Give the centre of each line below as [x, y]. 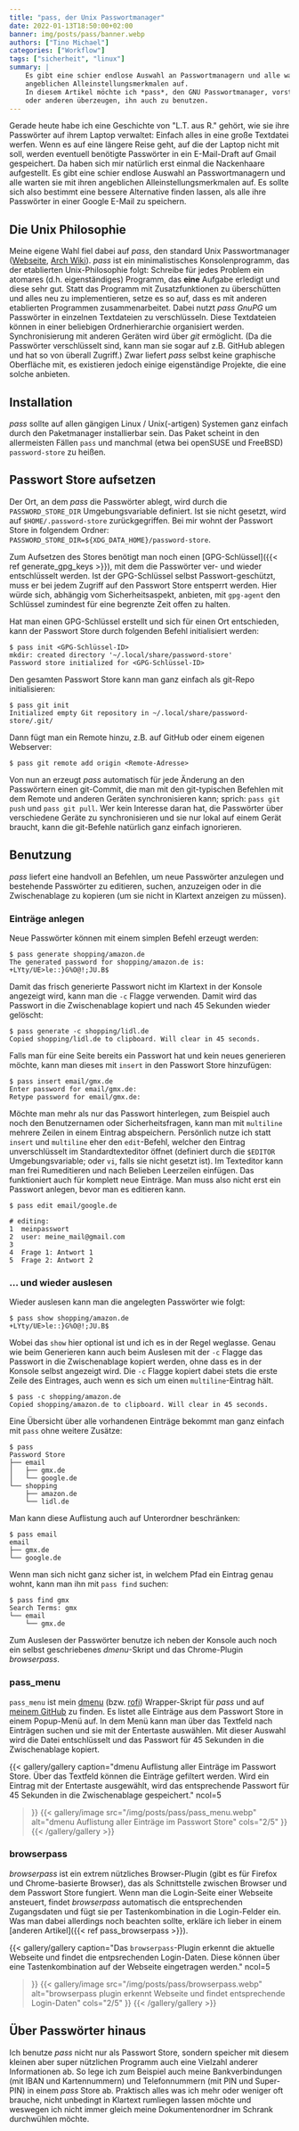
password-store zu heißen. [58, 452]
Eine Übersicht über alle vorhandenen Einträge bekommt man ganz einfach [147, 1421]
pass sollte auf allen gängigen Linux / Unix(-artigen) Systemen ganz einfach [149, 424]
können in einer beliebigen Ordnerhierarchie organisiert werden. [127, 327]
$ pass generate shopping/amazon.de [77, 954]
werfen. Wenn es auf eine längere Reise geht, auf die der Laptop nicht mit [144, 144]
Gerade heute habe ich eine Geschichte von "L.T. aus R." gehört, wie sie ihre [149, 126]
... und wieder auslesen [61, 1282]
